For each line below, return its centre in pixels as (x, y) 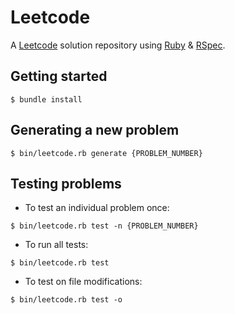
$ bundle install (46, 99)
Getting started (59, 76)
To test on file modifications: (83, 282)
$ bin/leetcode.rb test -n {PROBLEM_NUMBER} (104, 226)
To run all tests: (56, 245)
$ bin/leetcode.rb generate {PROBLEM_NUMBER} (106, 153)
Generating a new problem (95, 130)
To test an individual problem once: (97, 208)
